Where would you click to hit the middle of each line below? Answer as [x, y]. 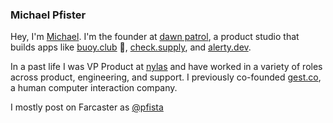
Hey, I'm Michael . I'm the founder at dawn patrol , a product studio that [155, 37]
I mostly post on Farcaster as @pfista [87, 107]
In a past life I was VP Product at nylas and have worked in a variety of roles [166, 67]
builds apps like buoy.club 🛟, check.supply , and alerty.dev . [131, 47]
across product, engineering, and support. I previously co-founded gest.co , [166, 77]
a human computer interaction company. [94, 88]
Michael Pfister [48, 15]
